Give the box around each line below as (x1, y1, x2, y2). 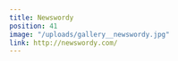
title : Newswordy (9, 13, 74, 22)
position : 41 (9, 22, 58, 30)
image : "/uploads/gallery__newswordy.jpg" (9, 30, 170, 39)
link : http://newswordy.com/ (9, 38, 118, 48)
